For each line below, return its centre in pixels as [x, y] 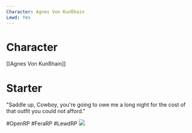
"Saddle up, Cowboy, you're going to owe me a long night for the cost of [96, 105]
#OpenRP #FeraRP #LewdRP [42, 123]
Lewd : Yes [19, 17]
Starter [24, 88]
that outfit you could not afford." [46, 111]
